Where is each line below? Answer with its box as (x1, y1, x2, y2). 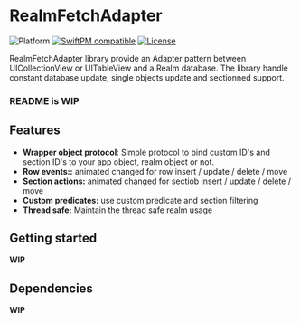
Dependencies (9, 280, 93, 296)
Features (9, 123, 61, 138)
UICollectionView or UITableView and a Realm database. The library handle (9, 62, 289, 73)
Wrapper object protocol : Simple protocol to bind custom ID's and (22, 147, 271, 157)
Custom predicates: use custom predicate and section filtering (22, 195, 258, 205)
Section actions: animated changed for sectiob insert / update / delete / (22, 176, 292, 186)
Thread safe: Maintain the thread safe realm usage (22, 204, 213, 215)
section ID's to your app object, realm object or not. (22, 156, 215, 167)
